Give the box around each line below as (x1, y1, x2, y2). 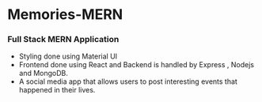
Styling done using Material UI (18, 51, 118, 61)
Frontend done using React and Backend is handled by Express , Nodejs (18, 60, 255, 70)
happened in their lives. (18, 85, 96, 95)
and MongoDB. (18, 69, 69, 78)
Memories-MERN (7, 6, 123, 24)
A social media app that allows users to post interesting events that (18, 77, 238, 86)
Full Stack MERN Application (7, 34, 120, 45)
